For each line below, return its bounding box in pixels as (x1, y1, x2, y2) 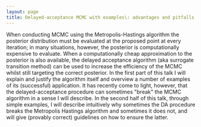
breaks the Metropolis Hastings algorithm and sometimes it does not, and (6, 107, 188, 114)
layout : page (6, 8, 39, 15)
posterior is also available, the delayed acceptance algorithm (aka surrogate (6, 56, 194, 63)
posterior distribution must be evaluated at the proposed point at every (6, 37, 181, 44)
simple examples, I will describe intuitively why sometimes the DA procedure (6, 101, 196, 108)
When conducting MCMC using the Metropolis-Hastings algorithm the (6, 31, 179, 38)
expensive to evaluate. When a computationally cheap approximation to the (6, 50, 193, 57)
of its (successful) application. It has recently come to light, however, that (6, 81, 188, 89)
